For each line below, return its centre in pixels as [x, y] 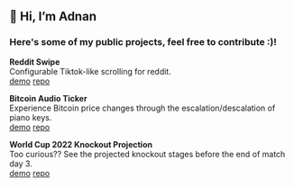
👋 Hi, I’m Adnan [53, 17]
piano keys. [31, 117]
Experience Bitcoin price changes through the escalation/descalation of [142, 108]
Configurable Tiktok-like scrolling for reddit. [90, 71]
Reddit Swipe [35, 62]
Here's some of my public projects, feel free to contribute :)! [143, 42]
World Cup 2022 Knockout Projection [81, 144]
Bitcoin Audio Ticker [48, 98]
